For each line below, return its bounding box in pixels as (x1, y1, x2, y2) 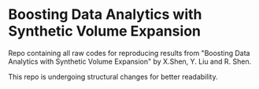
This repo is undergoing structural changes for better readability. (8, 72, 218, 81)
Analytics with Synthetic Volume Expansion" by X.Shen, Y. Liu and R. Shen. (8, 57, 252, 66)
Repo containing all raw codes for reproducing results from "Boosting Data (8, 48, 250, 57)
